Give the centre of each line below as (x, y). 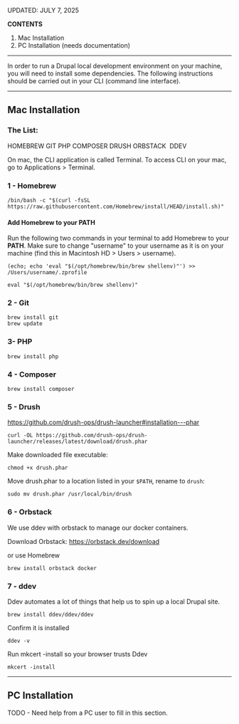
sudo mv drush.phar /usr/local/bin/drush (70, 494)
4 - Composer (32, 374)
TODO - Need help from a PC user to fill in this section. (88, 713)
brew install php (33, 356)
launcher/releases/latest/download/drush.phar (78, 442)
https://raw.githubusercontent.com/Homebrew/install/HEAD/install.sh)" (116, 206)
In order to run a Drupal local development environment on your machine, (115, 66)
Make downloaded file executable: (58, 455)
